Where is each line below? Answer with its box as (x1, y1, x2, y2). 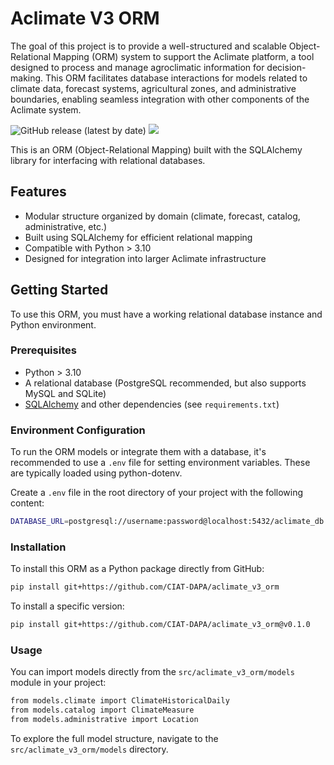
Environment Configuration (10, 423, 146, 437)
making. (10, 72, 44, 84)
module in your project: (10, 677, 107, 689)
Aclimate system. (10, 103, 82, 116)
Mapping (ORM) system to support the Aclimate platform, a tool (53, 50, 315, 62)
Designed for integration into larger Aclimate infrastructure (24, 252, 267, 264)
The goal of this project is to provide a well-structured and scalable (10, 40, 287, 52)
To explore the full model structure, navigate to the (10, 733, 219, 744)
